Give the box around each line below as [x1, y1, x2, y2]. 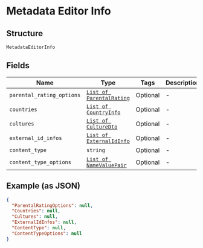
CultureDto [86, 123, 118, 130]
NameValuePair [86, 162, 127, 168]
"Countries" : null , [11, 208, 61, 214]
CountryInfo [86, 109, 121, 116]
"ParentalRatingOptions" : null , [11, 202, 94, 209]
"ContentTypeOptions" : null [11, 231, 83, 237]
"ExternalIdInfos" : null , [11, 219, 77, 226]
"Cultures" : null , [11, 214, 59, 220]
